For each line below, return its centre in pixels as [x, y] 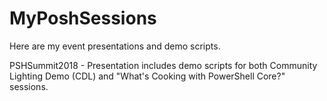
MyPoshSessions [83, 18]
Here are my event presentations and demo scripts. [115, 46]
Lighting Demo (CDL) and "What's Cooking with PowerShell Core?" [147, 76]
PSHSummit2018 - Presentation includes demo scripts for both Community [163, 65]
